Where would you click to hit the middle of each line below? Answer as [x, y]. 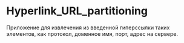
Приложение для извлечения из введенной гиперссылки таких [88, 27]
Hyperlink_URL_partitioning [77, 11]
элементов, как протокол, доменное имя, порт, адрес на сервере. [92, 33]
